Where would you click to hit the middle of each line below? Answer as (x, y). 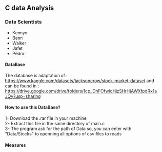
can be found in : (22, 86)
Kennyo (20, 33)
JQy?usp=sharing (23, 96)
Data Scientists (24, 22)
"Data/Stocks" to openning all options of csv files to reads (63, 134)
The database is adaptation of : (36, 75)
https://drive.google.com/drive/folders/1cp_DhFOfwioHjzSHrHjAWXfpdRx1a (81, 91)
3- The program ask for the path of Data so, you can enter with (68, 129)
